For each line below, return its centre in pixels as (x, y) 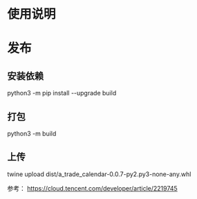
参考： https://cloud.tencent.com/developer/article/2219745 (92, 188)
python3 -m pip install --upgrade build (62, 93)
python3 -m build (32, 133)
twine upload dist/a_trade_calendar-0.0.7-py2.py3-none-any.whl (99, 174)
